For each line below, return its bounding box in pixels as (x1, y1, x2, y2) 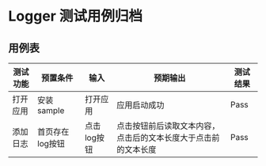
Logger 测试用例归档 (8, 7, 143, 25)
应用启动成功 (116, 100, 165, 111)
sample (36, 105, 65, 115)
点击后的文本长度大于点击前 (116, 132, 220, 143)
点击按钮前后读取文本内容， (116, 120, 220, 131)
